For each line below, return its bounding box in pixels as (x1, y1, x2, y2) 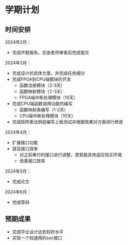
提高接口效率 (12, 146, 38, 151)
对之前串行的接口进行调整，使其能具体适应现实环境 (19, 152, 122, 157)
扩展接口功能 (12, 140, 38, 145)
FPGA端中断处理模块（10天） (19, 94, 78, 100)
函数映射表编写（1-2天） (19, 107, 69, 113)
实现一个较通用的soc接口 (12, 235, 62, 241)
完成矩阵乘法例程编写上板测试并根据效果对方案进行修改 (12, 119, 123, 125)
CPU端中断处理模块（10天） (19, 113, 76, 118)
